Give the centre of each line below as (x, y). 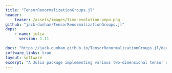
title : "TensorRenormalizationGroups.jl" (50, 10)
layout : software (24, 58)
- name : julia (29, 34)
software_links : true (28, 53)
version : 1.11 (34, 39)
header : (14, 15)
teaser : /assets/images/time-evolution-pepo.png (67, 20)
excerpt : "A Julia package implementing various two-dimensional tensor (84, 62)
